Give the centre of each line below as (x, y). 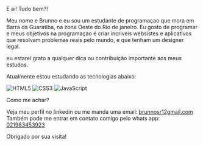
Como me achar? (28, 100)
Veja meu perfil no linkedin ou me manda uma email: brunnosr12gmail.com (100, 112)
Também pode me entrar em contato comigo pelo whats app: (83, 118)
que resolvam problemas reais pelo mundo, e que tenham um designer (95, 40)
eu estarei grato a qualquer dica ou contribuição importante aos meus (94, 58)
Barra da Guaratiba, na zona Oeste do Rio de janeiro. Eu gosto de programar (102, 27)
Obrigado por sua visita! (37, 137)
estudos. (17, 64)
